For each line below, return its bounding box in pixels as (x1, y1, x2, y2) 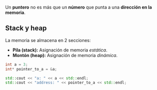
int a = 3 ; (5, 62, 28, 67)
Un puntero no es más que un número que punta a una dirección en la (5, 4, 152, 10)
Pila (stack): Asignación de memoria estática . (12, 47, 108, 53)
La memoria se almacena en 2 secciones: (5, 37, 91, 43)
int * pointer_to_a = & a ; (5, 66, 57, 71)
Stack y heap (5, 24, 47, 32)
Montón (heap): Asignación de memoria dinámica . (12, 52, 118, 58)
